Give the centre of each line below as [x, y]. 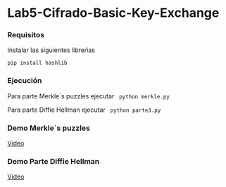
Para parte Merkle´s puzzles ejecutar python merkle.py [89, 96]
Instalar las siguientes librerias [51, 50]
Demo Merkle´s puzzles [49, 128]
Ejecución [25, 81]
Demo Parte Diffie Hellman [54, 161]
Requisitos [26, 35]
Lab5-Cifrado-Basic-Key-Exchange [113, 13]
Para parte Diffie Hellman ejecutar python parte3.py [84, 110]
